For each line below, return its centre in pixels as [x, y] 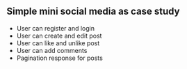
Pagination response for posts [60, 58]
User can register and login [56, 28]
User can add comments [52, 50]
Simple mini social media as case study [93, 11]
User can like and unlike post [58, 43]
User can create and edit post [59, 36]
